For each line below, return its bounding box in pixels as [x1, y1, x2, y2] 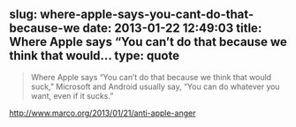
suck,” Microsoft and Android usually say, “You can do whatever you [30, 81, 280, 92]
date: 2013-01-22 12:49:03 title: [82, 21, 262, 36]
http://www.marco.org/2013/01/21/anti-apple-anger [9, 108, 196, 118]
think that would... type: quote [9, 49, 179, 63]
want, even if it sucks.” [30, 90, 114, 101]
